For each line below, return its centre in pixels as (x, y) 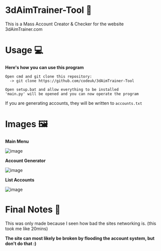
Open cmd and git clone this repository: (49, 77)
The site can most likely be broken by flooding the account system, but (80, 238)
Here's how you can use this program (44, 67)
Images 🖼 (27, 124)
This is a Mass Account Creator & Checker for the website (65, 24)
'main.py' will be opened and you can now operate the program (72, 94)
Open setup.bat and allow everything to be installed (62, 89)
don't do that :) (21, 244)
